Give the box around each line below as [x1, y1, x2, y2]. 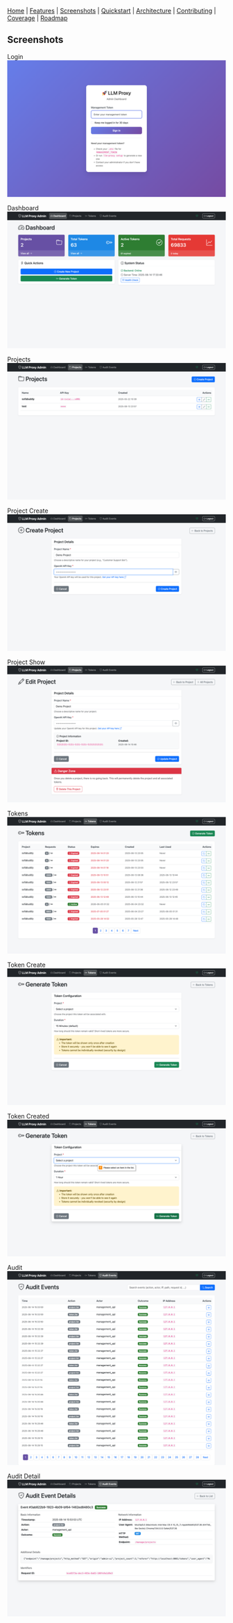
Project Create [7, 507, 49, 515]
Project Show [7, 658, 46, 666]
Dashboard [7, 203, 40, 212]
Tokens [7, 809, 28, 817]
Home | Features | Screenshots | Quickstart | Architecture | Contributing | [7, 7, 216, 15]
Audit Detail [7, 1472, 40, 1481]
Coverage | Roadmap [7, 14, 68, 22]
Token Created [7, 1112, 50, 1120]
